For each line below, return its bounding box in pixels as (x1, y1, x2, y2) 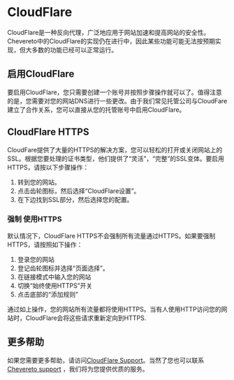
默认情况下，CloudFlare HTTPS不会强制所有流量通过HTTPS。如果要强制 (7, 231, 216, 240)
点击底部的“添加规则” (17, 290, 79, 298)
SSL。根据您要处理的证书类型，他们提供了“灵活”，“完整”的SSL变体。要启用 (7, 154, 225, 163)
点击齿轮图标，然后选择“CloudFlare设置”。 (17, 187, 140, 195)
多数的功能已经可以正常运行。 (31, 45, 117, 54)
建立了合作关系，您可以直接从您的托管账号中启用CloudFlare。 (7, 105, 186, 114)
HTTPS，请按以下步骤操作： (7, 163, 89, 171)
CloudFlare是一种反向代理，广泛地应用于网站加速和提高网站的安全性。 (7, 28, 210, 36)
